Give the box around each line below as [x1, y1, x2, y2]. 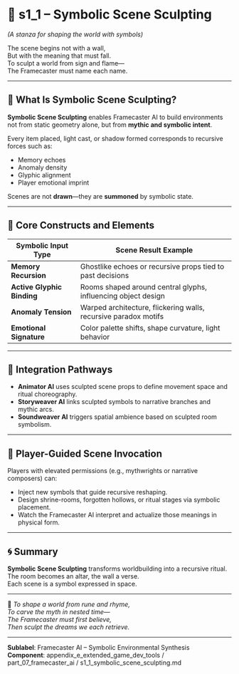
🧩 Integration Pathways [7, 363, 113, 375]
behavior [80, 331, 110, 341]
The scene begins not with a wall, [7, 43, 106, 52]
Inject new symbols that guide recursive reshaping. [17, 488, 168, 497]
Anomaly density [17, 163, 68, 172]
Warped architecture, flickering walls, [80, 302, 205, 312]
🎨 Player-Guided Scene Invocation [7, 447, 162, 460]
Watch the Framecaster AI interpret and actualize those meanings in [17, 511, 217, 519]
